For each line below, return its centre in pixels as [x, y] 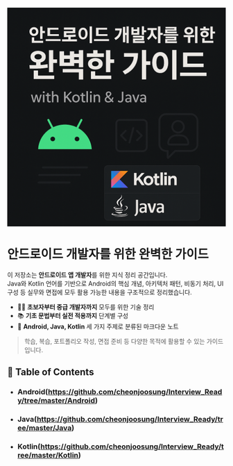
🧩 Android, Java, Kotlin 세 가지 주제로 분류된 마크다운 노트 [98, 326]
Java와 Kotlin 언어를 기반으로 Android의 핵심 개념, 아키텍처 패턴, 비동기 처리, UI [115, 283]
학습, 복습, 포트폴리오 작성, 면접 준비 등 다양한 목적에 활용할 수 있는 [114, 341]
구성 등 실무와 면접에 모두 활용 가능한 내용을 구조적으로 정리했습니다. [100, 292]
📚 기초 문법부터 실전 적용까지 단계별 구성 [73, 315]
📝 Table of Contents [51, 372]
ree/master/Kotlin [48, 456]
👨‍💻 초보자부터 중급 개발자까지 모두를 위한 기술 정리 [86, 307]
